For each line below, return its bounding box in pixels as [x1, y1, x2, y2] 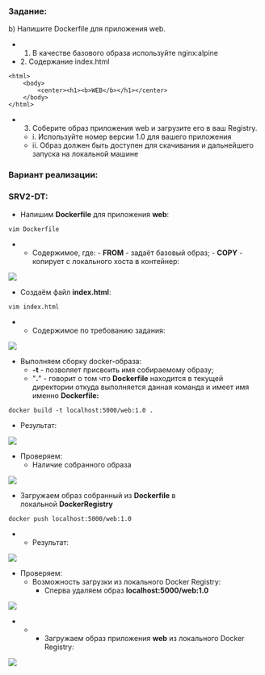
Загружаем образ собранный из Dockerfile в [19, 490, 176, 500]
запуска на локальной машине [32, 149, 139, 159]
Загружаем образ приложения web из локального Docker [44, 633, 245, 643]
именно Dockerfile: [32, 390, 99, 400]
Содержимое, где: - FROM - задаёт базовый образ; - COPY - [32, 248, 243, 258]
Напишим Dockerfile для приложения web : [19, 209, 170, 219]
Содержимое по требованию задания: [32, 325, 166, 335]
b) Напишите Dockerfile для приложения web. [8, 24, 166, 34]
